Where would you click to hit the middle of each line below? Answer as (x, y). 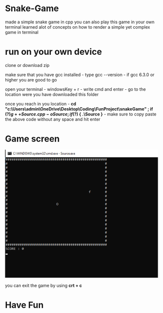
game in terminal (22, 32)
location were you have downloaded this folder (52, 94)
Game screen (32, 139)
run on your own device (54, 52)
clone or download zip (27, 65)
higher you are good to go (31, 80)
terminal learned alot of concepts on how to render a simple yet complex (78, 27)
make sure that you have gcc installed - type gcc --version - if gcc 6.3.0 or (80, 74)
